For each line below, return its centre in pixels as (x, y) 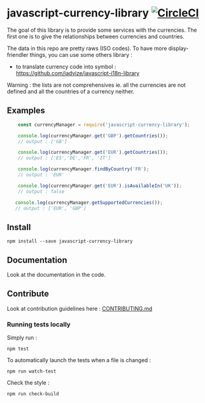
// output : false (41, 191)
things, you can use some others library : (81, 54)
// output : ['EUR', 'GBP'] (51, 208)
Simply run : (22, 338)
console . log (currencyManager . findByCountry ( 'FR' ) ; (84, 169)
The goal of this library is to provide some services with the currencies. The (102, 30)
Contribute (28, 294)
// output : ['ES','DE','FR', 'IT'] (65, 158)
